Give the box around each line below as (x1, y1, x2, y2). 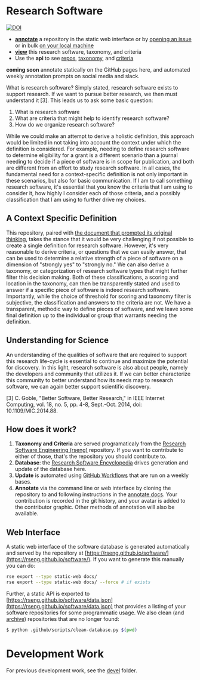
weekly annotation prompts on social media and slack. (6, 72, 140, 79)
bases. (14, 478, 32, 485)
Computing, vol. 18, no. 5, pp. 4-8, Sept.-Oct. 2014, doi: (6, 401, 142, 408)
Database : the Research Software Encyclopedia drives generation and (14, 459, 188, 466)
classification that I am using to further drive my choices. (6, 196, 146, 203)
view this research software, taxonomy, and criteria (14, 48, 142, 55)
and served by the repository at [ (6, 549, 87, 556)
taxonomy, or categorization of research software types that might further (6, 267, 188, 274)
